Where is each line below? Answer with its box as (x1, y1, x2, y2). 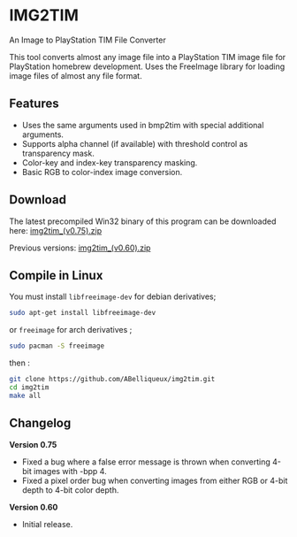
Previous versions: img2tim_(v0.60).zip (9, 242, 151, 253)
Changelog (9, 416, 72, 431)
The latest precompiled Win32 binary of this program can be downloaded (9, 216, 277, 226)
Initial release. (21, 518, 73, 529)
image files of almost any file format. (9, 70, 143, 81)
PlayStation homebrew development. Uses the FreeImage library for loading (9, 61, 286, 72)
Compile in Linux (9, 267, 103, 283)
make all (9, 391, 42, 400)
